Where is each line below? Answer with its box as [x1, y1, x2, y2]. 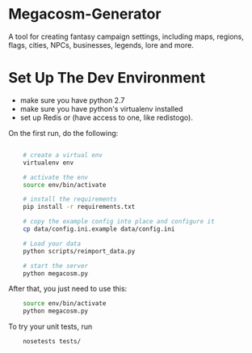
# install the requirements [23, 195, 117, 203]
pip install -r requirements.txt [23, 203, 136, 211]
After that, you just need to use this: [8, 284, 128, 294]
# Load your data [23, 240, 82, 248]
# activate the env [23, 173, 89, 181]
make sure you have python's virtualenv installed [19, 104, 183, 113]
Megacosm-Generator [8, 5, 162, 23]
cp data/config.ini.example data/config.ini [23, 225, 175, 233]
